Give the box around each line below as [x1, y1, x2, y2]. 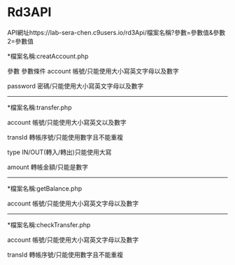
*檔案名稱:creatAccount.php [7, 52, 89, 60]
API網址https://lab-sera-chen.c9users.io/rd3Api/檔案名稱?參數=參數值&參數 [7, 28, 226, 36]
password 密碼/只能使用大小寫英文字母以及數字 [7, 81, 144, 90]
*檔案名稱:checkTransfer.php [7, 220, 91, 229]
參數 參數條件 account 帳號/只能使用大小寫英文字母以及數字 [7, 67, 180, 75]
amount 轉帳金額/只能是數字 [7, 163, 89, 171]
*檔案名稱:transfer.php [7, 103, 72, 111]
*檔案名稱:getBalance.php [7, 184, 83, 193]
